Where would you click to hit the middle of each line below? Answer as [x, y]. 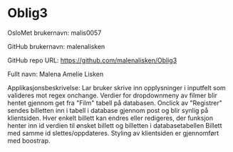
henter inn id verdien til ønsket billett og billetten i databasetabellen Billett [115, 125]
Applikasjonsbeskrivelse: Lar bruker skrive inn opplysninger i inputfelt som [116, 87]
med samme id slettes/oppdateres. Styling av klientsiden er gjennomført [113, 133]
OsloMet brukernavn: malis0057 [55, 33]
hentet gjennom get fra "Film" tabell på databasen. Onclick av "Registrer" [115, 103]
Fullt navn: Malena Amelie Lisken [56, 74]
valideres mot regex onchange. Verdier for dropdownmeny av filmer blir [112, 95]
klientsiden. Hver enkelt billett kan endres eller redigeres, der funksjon [110, 118]
